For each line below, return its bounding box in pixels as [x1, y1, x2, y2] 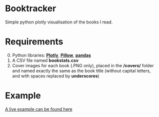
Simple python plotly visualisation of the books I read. [5, 19, 113, 25]
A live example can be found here [5, 106, 73, 112]
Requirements [5, 36, 63, 47]
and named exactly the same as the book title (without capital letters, [12, 68, 151, 74]
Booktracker [5, 3, 56, 14]
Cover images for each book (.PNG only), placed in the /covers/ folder [12, 62, 154, 68]
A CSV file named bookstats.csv [12, 57, 79, 63]
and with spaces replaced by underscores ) [12, 73, 99, 78]
